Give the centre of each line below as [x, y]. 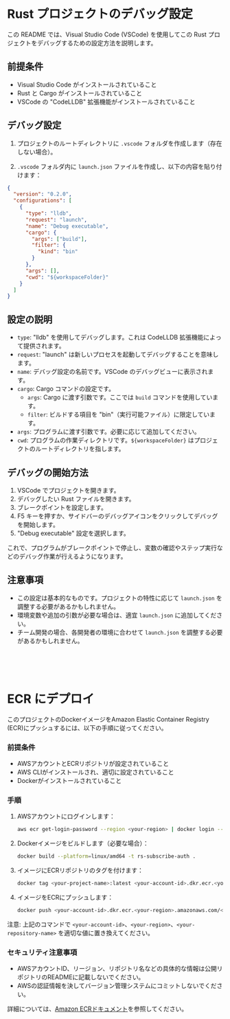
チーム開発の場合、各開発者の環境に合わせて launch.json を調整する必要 [120, 632]
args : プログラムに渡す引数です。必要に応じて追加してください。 [108, 432]
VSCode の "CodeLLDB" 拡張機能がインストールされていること [106, 102]
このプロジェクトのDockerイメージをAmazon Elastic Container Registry [108, 719]
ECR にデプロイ [51, 699]
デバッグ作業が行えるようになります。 [73, 556]
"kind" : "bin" [58, 252]
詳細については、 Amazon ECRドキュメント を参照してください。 [97, 1009]
